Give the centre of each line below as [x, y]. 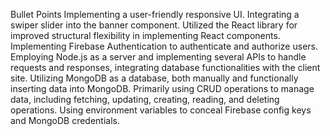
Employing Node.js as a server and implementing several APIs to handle [158, 57]
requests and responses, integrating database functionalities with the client [165, 67]
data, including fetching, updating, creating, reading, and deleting [145, 99]
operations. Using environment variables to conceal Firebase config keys [161, 110]
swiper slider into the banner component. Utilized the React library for [154, 25]
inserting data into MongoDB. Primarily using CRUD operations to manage [162, 88]
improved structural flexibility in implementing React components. [145, 35]
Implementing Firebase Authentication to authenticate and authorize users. [164, 46]
